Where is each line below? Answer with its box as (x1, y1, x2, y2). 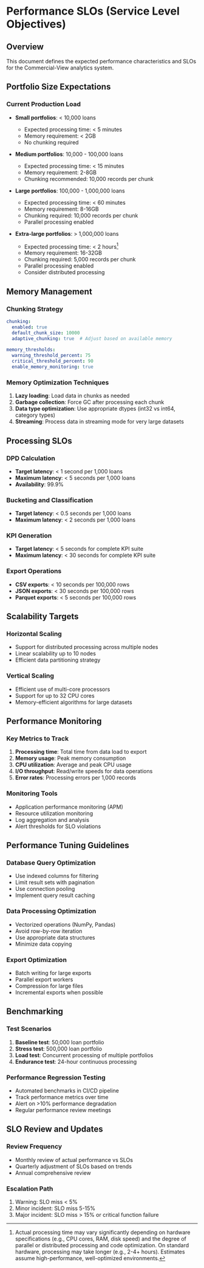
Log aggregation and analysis (15, 816, 90, 823)
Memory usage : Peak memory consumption (15, 754, 126, 762)
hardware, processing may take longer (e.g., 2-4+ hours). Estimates (15, 1248, 185, 1255)
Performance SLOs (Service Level (6, 4, 180, 18)
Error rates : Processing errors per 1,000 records (15, 774, 137, 781)
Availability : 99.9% (15, 480, 64, 488)
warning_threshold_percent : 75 (12, 352, 91, 359)
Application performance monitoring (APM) (15, 803, 123, 810)
